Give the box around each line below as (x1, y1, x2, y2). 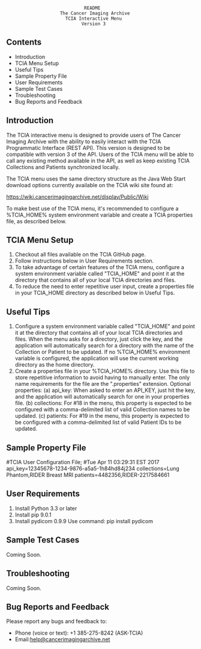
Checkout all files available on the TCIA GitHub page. (14, 251, 146, 258)
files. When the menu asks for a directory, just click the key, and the (14, 335, 183, 343)
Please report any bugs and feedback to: (6, 618, 107, 625)
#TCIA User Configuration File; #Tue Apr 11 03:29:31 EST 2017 (6, 459, 160, 466)
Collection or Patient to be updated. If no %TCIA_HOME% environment (14, 349, 190, 356)
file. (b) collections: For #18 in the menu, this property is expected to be (14, 400, 192, 407)
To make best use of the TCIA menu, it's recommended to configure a (6, 205, 179, 212)
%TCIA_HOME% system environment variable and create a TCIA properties (6, 211, 193, 219)
